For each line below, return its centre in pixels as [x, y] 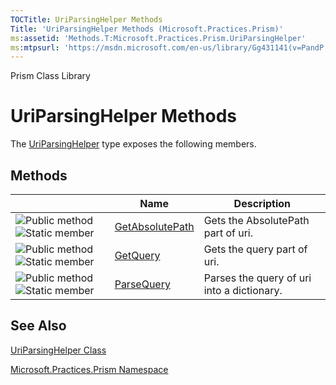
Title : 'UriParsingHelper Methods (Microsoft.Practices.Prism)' [147, 29]
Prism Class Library [50, 76]
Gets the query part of [255, 249]
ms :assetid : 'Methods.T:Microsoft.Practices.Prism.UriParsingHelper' [158, 38]
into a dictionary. [243, 290]
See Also [38, 326]
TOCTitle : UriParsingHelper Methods [86, 19]
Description [262, 203]
